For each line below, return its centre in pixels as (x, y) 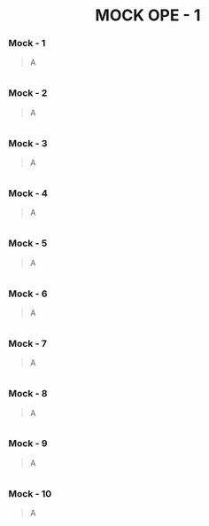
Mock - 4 (28, 193)
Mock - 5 (28, 243)
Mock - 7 (28, 343)
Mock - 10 (30, 493)
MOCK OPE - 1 (148, 16)
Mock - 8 (28, 394)
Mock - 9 (28, 444)
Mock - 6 (28, 294)
